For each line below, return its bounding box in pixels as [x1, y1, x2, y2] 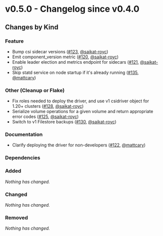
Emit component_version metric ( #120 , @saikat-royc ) [12, 54, 119, 60]
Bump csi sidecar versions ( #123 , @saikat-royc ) [12, 48, 108, 54]
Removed [5, 214, 28, 221]
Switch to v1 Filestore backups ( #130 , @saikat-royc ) [12, 119, 117, 125]
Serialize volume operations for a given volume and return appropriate [12, 109, 154, 115]
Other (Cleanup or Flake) [5, 87, 65, 94]
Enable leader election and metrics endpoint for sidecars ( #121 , [12, 59, 139, 65]
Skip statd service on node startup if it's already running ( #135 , [12, 70, 139, 75]
